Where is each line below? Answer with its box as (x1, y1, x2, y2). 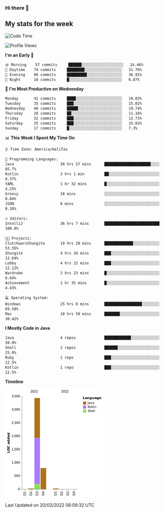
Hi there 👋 (5, 4, 30, 11)
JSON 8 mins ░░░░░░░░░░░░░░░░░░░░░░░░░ (5, 201, 160, 206)
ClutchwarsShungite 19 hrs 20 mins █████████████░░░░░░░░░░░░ (5, 241, 160, 246)
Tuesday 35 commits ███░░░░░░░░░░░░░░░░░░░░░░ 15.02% (5, 101, 142, 106)
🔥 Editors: (5, 216, 28, 221)
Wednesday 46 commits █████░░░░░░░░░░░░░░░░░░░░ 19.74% (5, 106, 142, 111)
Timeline (5, 378, 24, 384)
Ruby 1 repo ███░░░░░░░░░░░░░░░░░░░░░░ (5, 355, 160, 360)
